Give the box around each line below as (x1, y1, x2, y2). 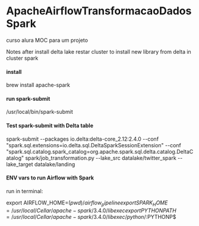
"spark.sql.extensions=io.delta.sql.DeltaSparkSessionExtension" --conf (6, 141, 181, 148)
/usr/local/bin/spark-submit (6, 109, 73, 116)
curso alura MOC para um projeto (6, 36, 88, 44)
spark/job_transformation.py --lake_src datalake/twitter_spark (25, 154, 176, 162)
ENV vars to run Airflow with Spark (6, 174, 94, 181)
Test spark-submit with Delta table (6, 122, 94, 129)
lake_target (6, 160, 34, 168)
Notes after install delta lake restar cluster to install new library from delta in (6, 48, 191, 55)
